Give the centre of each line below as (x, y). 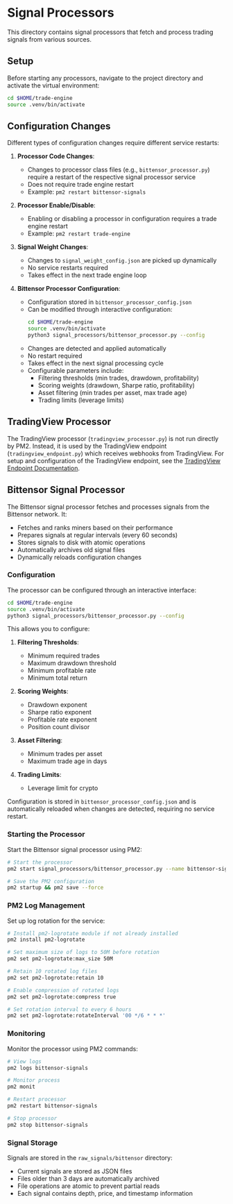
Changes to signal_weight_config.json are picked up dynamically (122, 260)
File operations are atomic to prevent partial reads (88, 1186)
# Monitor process (34, 1080)
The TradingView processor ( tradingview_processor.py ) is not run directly (113, 438)
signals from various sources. (50, 39)
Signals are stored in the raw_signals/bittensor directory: (90, 1157)
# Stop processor (32, 1118)
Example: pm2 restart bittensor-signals (87, 192)
